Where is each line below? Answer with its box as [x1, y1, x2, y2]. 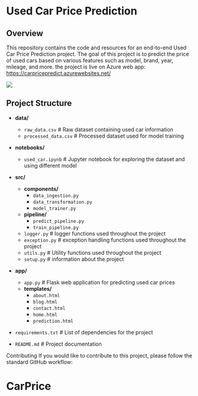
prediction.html [32, 318, 74, 324]
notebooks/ [14, 144, 45, 151]
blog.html [32, 299, 58, 305]
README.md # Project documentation [14, 340, 102, 347]
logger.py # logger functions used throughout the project [23, 230, 166, 237]
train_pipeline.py [32, 224, 79, 231]
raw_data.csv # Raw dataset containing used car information [23, 126, 174, 133]
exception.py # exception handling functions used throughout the [23, 236, 186, 243]
